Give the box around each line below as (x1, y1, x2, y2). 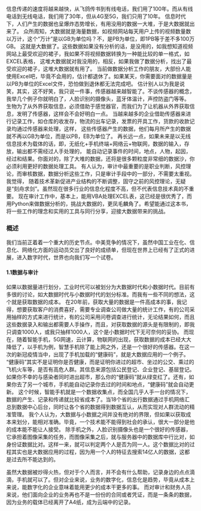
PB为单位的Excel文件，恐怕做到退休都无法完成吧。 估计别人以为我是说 (11, 80, 185, 87)
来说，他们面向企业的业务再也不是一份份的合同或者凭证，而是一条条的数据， (6, 491, 195, 498)
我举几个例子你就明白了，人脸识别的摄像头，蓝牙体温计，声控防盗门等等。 (6, 95, 190, 102)
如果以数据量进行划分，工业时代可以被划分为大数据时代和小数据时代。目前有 (6, 283, 195, 290)
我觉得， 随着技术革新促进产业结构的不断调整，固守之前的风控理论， (6, 178, 175, 185)
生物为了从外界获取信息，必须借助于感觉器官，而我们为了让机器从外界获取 (6, 103, 190, 110)
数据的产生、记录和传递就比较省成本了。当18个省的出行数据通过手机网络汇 (6, 395, 190, 403)
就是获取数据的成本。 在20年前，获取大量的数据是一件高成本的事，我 (11, 298, 182, 305)
